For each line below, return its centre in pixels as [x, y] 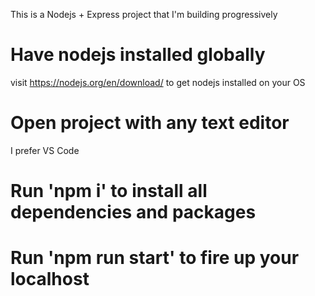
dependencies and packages [133, 212]
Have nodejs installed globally [138, 55]
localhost [50, 279]
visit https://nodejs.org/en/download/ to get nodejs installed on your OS [158, 82]
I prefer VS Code [45, 150]
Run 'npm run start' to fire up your [155, 258]
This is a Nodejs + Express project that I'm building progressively [144, 14]
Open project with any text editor [150, 123]
